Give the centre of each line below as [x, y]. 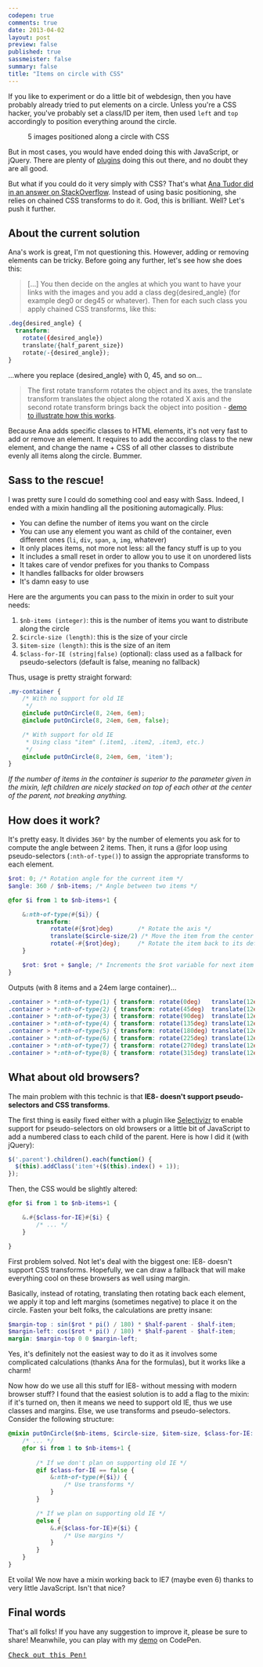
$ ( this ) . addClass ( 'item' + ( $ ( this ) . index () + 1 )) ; [98, 1167]
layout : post [29, 37]
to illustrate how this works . [72, 415]
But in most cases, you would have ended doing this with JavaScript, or [123, 152]
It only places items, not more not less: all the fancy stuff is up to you [130, 548]
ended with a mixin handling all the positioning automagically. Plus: [116, 507]
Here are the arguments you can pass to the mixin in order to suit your [121, 596]
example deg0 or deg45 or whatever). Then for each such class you [137, 301]
